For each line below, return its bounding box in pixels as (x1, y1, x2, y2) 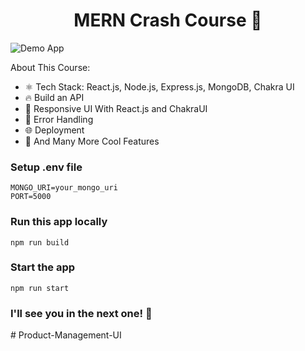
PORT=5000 (10, 192, 52, 202)
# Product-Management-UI (10, 329, 122, 341)
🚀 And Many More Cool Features (24, 135, 160, 147)
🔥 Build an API (24, 91, 85, 103)
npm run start (10, 283, 70, 293)
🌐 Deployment (24, 124, 85, 136)
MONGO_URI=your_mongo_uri (10, 183, 118, 193)
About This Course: (10, 61, 91, 73)
